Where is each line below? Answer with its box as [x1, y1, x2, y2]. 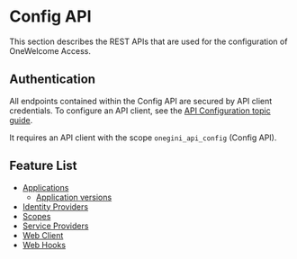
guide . [9, 114, 33, 125]
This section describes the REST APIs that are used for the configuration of [9, 36, 288, 47]
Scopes [22, 210, 51, 221]
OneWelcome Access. [9, 45, 92, 56]
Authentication [9, 72, 96, 87]
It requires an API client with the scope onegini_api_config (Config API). [9, 132, 277, 143]
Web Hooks [22, 239, 66, 250]
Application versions [35, 192, 112, 202]
